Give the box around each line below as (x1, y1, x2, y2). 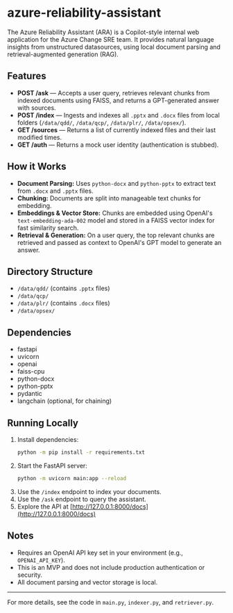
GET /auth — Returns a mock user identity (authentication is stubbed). (17, 141, 219, 149)
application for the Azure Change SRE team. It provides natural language (7, 35, 214, 43)
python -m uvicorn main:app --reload (17, 475, 127, 481)
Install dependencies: (17, 436, 79, 443)
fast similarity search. (17, 223, 79, 232)
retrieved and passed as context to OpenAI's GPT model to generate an (17, 238, 222, 246)
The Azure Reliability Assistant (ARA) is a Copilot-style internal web (7, 28, 200, 36)
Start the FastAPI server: (17, 461, 88, 470)
